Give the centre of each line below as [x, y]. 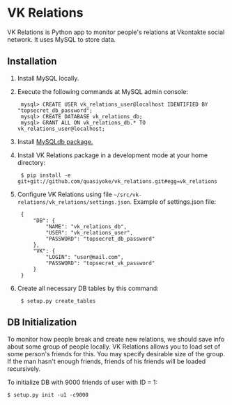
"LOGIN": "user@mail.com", [85, 257]
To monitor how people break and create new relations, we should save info [116, 339]
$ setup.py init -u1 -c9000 [48, 395]
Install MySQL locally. [48, 78]
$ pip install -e [46, 175]
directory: [31, 162]
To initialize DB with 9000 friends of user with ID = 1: [83, 382]
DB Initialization [42, 323]
